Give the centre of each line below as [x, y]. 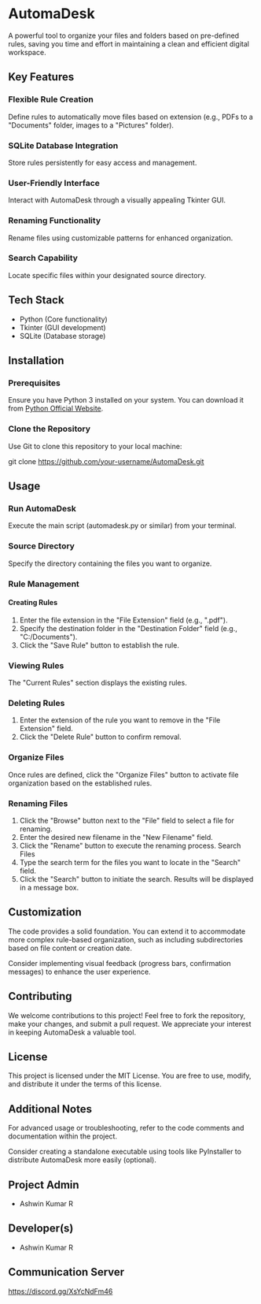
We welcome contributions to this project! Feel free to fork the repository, [127, 1015]
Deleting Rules [37, 703]
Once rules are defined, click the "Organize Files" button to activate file [123, 775]
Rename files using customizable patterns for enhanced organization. [121, 238]
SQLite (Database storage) [62, 336]
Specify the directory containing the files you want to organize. [110, 563]
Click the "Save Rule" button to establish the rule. [99, 645]
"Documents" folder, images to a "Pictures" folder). [91, 125]
